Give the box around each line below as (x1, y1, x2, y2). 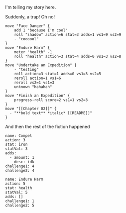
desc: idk (14, 159, 35, 164)
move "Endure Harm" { (5, 45, 50, 50)
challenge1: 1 (5, 199, 35, 204)
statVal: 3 (5, 146, 28, 151)
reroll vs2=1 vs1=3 (14, 80, 55, 85)
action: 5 (5, 181, 26, 186)
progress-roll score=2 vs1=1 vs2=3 (14, 98, 88, 103)
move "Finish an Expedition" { (5, 93, 70, 98)
